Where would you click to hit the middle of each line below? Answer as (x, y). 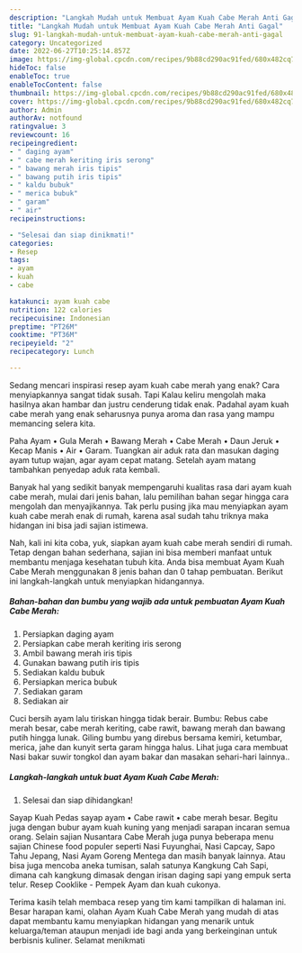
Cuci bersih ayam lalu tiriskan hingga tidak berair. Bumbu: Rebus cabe (139, 718)
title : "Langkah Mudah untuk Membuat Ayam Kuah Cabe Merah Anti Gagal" (146, 26)
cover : (22, 101)
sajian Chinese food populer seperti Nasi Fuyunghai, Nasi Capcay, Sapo (142, 846)
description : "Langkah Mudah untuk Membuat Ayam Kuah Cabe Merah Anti (144, 18)
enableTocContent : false (56, 85)
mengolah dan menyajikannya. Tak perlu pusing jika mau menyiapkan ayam (149, 506)
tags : (19, 260)
